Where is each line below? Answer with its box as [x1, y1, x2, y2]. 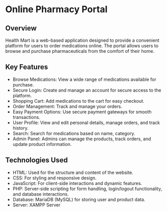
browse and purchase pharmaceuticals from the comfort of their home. [5, 48, 155, 54]
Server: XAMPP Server [12, 202, 61, 208]
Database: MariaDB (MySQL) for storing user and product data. [12, 196, 146, 202]
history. [12, 125, 29, 131]
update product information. [12, 141, 72, 147]
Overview [5, 24, 37, 33]
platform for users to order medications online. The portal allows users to [5, 43, 159, 49]
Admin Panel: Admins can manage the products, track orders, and [12, 136, 151, 142]
